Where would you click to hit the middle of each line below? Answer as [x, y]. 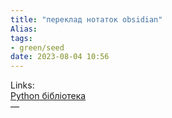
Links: [22, 85]
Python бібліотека [48, 96]
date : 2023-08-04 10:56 [60, 57]
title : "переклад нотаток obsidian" [86, 19]
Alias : [24, 29]
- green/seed [37, 47]
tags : [21, 38]
